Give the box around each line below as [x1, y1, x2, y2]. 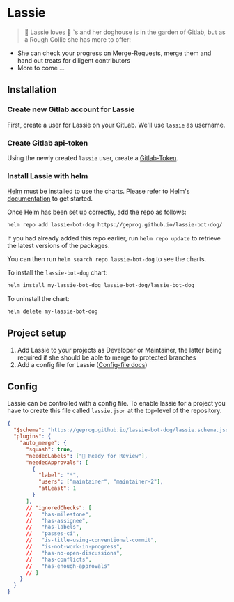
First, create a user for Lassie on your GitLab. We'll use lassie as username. [7, 121, 226, 129]
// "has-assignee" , [25, 517, 89, 524]
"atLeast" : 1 [38, 485, 77, 492]
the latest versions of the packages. [7, 242, 110, 250]
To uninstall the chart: [7, 294, 70, 302]
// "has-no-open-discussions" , [25, 549, 123, 557]
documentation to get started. [7, 194, 93, 203]
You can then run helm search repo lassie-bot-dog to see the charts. [7, 255, 207, 263]
